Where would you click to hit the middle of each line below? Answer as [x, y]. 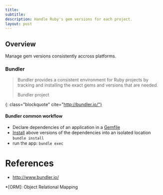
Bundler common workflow [34, 116]
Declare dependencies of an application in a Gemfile [66, 127]
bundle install [28, 138]
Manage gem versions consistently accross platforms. [61, 56]
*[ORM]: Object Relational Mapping [42, 187]
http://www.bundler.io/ [35, 177]
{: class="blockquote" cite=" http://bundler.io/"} [54, 104]
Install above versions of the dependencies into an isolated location [81, 132]
